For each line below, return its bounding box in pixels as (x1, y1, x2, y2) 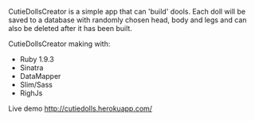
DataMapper (19, 72, 61, 80)
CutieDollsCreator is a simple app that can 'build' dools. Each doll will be (8, 7, 245, 16)
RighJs (19, 88, 43, 98)
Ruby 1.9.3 (19, 55, 54, 64)
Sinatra (19, 63, 44, 72)
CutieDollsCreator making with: (8, 39, 111, 49)
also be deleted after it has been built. (8, 24, 133, 33)
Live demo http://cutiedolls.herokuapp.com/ (8, 103, 153, 113)
